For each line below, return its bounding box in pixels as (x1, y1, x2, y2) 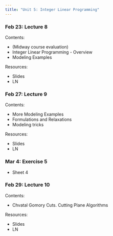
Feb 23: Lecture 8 (5, 23, 48, 30)
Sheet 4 (12, 169, 28, 175)
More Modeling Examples (12, 111, 64, 118)
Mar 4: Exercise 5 (5, 158, 47, 165)
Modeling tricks (12, 122, 44, 128)
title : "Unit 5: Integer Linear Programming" (5, 7, 99, 12)
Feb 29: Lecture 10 (5, 182, 50, 189)
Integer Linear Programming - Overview (12, 49, 93, 55)
